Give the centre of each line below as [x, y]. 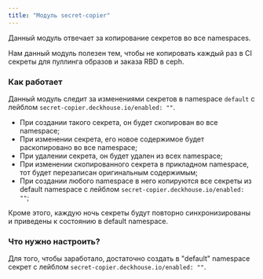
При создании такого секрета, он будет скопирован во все [119, 122]
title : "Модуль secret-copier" [59, 15]
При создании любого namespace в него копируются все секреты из [136, 181]
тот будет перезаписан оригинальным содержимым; [109, 172]
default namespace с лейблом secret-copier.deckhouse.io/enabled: [132, 189]
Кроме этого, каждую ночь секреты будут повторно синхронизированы [130, 212]
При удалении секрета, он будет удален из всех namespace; [121, 156]
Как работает [35, 82]
